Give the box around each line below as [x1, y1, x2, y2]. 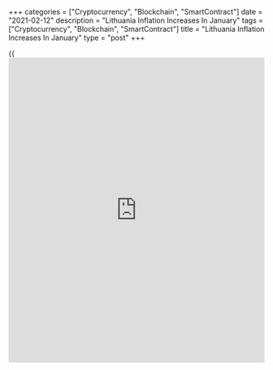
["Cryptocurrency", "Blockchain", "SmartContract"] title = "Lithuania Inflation [8, 24, 265, 33]
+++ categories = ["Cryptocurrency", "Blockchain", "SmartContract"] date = [8, 7, 263, 16]
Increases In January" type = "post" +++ [8, 33, 145, 42]
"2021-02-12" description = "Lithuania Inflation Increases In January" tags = [8, 15, 264, 25]
